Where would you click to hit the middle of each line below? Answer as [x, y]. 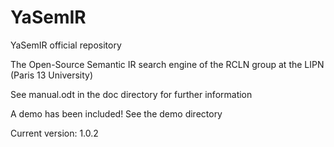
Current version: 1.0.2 [54, 133]
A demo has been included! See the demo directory [116, 113]
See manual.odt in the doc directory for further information [131, 94]
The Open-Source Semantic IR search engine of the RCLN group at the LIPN [167, 64]
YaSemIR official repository [66, 45]
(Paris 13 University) [52, 75]
